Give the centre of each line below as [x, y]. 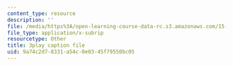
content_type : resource [42, 13]
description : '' [31, 20]
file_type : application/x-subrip [55, 33]
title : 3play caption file [46, 45]
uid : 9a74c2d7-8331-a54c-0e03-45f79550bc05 [71, 52]
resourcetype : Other [37, 39]
